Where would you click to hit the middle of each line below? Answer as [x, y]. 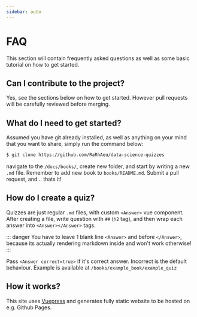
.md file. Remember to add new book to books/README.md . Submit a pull [93, 173]
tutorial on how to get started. [43, 64]
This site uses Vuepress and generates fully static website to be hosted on [98, 301]
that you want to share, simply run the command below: [75, 144]
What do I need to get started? [64, 123]
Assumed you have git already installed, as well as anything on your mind [97, 137]
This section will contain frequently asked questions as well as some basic [98, 58]
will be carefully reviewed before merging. [58, 104]
